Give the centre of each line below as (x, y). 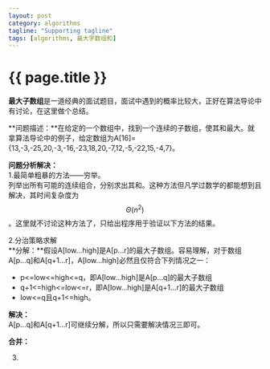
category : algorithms (45, 23)
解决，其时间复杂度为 (43, 195)
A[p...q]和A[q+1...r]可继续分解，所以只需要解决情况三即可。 (106, 324)
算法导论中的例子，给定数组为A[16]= (76, 138)
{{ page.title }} (58, 78)
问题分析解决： (33, 165)
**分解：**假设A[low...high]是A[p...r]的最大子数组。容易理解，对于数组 (125, 250)
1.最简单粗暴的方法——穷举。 (57, 175)
